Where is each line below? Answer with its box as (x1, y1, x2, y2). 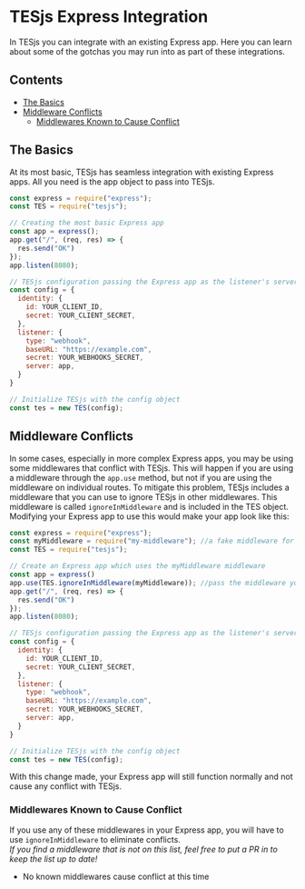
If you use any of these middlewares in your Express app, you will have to (9, 824, 284, 835)
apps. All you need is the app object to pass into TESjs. (9, 175, 215, 187)
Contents (9, 73, 64, 88)
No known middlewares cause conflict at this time (22, 871, 210, 882)
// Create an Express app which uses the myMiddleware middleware (9, 562, 266, 571)
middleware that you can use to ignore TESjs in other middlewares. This (9, 491, 278, 502)
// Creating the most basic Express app (9, 218, 165, 228)
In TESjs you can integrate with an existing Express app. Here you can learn (9, 36, 292, 47)
